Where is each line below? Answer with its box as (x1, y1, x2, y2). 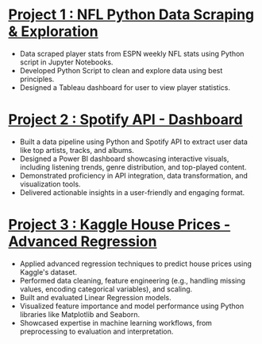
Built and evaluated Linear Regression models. (19, 292, 172, 302)
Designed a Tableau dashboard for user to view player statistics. (19, 82, 230, 92)
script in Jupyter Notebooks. (19, 57, 114, 67)
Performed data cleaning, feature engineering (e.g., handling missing (19, 276, 246, 285)
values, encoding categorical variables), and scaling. (19, 284, 193, 294)
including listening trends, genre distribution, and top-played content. (19, 162, 247, 172)
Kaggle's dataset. (19, 267, 78, 276)
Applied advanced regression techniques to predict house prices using (19, 259, 252, 268)
